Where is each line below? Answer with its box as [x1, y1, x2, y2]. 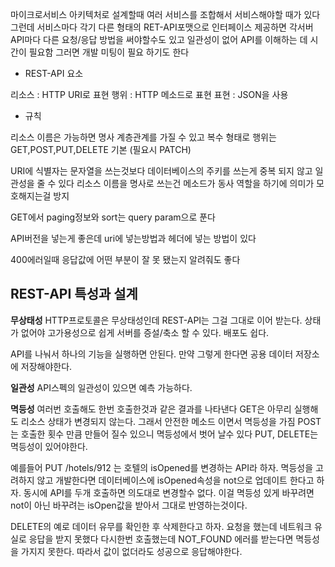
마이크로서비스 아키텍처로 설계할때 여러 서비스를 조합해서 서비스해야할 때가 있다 [10, 9, 321, 20]
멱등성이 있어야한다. [10, 440, 88, 452]
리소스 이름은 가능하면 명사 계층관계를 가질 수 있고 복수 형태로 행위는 [10, 131, 277, 143]
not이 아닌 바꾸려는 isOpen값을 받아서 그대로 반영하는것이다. [10, 499, 248, 511]
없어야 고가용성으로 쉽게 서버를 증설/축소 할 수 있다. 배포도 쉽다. [20, 326, 270, 338]
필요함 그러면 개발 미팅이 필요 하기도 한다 [28, 46, 190, 58]
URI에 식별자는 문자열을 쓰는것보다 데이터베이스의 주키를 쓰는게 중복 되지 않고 [10, 165, 313, 177]
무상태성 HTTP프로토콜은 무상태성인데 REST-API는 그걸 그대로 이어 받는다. [10, 314, 303, 326]
